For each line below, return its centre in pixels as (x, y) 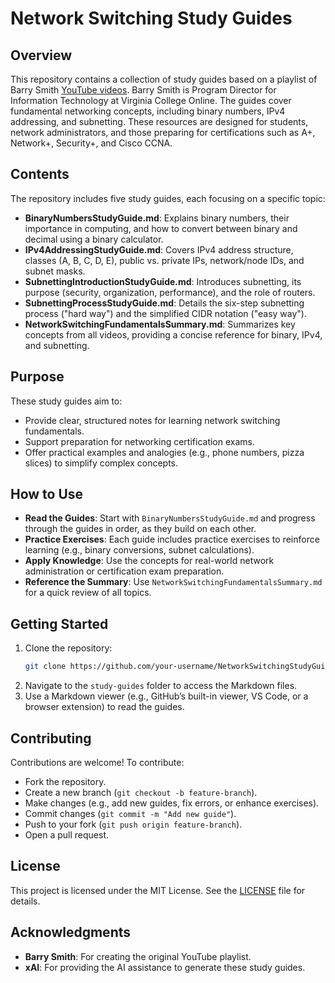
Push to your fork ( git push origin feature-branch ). (133, 824)
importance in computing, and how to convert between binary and (161, 228)
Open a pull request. (67, 834)
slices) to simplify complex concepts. (101, 463)
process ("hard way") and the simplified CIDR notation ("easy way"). (165, 313)
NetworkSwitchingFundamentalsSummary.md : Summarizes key (160, 324)
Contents (40, 174)
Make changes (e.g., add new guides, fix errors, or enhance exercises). (172, 803)
